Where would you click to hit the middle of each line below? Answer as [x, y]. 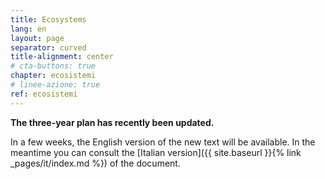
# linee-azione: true [55, 85]
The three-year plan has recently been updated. [112, 122]
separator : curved [48, 47]
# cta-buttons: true [53, 66]
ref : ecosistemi [44, 94]
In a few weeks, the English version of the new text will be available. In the [163, 142]
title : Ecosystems [48, 19]
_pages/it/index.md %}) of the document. [95, 163]
